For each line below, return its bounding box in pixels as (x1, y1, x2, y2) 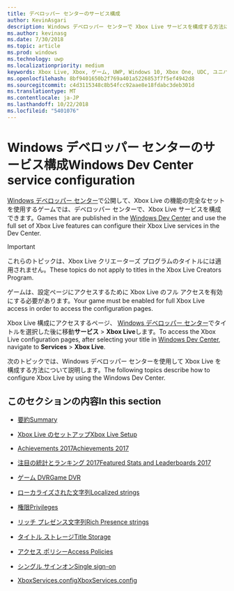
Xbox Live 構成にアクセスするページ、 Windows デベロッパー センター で (7, 318, 214, 327)
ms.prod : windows (7, 49, 58, 56)
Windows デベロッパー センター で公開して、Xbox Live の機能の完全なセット (7, 196, 225, 204)
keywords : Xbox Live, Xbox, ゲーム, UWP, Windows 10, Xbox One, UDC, (7, 68, 210, 75)
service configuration (7, 172, 136, 188)
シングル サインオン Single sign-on (17, 562, 116, 570)
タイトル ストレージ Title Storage (17, 532, 111, 541)
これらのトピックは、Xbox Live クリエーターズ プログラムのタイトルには (7, 256, 216, 265)
